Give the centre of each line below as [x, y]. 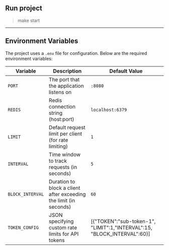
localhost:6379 [109, 110]
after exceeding [67, 194]
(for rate [58, 140]
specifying [61, 221]
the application [66, 86]
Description [67, 71]
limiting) [58, 146]
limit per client [65, 134]
